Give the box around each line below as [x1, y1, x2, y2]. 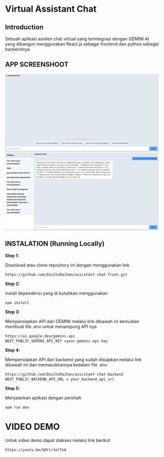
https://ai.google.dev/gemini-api [5, 334, 76, 339]
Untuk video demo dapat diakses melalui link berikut [5, 437, 111, 443]
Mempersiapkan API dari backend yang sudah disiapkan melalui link [5, 356, 142, 363]
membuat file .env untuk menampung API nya [5, 323, 97, 329]
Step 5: [5, 385, 20, 391]
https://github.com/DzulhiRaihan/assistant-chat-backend [5, 372, 123, 377]
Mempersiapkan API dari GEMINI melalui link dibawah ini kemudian [5, 318, 140, 324]
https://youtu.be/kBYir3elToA [5, 447, 67, 452]
